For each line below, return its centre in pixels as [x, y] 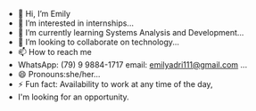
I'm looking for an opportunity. [73, 97]
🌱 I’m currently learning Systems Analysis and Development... [131, 32]
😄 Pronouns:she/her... [59, 74]
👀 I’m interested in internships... [75, 23]
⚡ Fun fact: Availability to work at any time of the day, [115, 84]
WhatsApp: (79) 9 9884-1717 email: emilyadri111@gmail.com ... [132, 65]
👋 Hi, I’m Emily [44, 14]
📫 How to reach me [54, 52]
